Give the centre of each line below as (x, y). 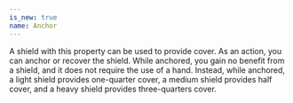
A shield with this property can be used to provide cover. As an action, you (146, 51)
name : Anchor (33, 26)
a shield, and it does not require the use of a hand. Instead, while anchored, (147, 70)
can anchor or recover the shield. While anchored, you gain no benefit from (147, 60)
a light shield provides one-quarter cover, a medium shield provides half (141, 79)
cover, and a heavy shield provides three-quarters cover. (113, 89)
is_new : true (33, 17)
